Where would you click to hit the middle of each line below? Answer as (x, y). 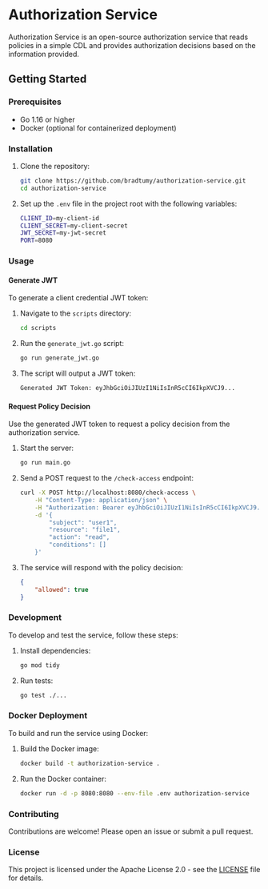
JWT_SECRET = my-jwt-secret (63, 233)
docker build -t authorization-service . (90, 763)
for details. (26, 878)
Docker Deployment (48, 716)
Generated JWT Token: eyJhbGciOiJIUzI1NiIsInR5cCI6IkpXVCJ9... (128, 388)
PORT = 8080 (36, 241)
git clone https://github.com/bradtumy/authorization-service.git (133, 181)
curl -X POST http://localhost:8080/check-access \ (108, 493)
